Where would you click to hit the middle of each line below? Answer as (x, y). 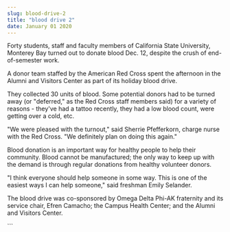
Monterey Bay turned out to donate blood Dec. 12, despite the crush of (107, 53)
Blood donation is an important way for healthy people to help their (102, 150)
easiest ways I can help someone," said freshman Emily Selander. (100, 185)
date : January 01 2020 (39, 26)
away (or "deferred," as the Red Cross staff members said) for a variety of (112, 102)
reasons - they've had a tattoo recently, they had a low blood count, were (111, 109)
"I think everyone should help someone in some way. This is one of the (107, 178)
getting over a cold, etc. (41, 116)
